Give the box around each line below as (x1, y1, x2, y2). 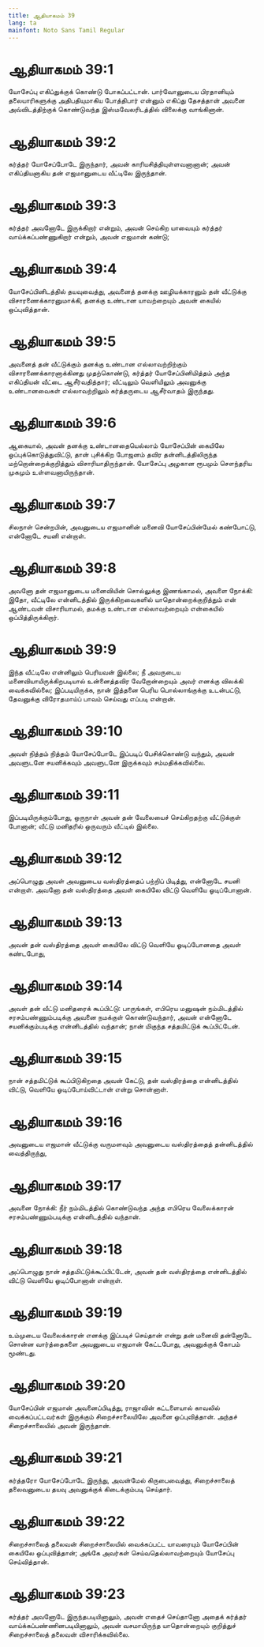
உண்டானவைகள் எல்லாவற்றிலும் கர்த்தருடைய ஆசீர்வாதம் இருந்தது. (8, 386, 215, 396)
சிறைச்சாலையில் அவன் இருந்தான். (8, 1421, 112, 1431)
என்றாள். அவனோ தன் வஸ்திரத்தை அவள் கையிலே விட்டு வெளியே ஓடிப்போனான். (8, 885, 252, 894)
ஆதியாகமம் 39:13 (8, 913, 123, 931)
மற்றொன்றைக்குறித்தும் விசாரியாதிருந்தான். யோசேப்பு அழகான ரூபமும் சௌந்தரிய (8, 459, 252, 468)
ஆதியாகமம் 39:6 (8, 414, 117, 432)
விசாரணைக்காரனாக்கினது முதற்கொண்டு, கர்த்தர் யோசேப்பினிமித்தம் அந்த (8, 368, 230, 378)
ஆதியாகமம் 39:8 (8, 559, 117, 577)
